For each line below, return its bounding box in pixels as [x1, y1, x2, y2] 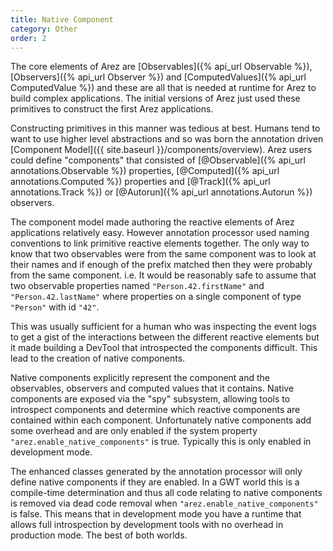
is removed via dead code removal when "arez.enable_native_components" [10, 497, 319, 510]
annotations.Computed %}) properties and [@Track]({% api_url [10, 176, 271, 188]
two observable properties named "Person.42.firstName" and [10, 280, 265, 292]
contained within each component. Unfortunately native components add [10, 414, 312, 426]
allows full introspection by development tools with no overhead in [10, 519, 284, 531]
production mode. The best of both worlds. [10, 529, 188, 541]
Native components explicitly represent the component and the [10, 372, 271, 384]
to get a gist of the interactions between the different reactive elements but [10, 331, 320, 343]
